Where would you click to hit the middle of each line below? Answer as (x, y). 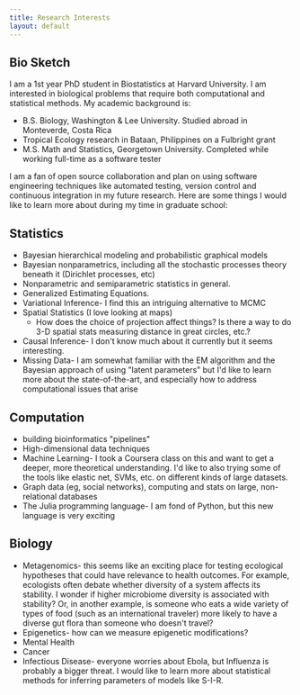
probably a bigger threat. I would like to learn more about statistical (146, 671)
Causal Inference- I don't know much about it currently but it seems (147, 341)
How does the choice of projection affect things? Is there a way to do (163, 322)
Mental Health (48, 642)
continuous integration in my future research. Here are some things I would (148, 195)
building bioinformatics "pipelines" (86, 438)
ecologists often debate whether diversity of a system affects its (141, 584)
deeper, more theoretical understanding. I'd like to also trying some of (151, 467)
